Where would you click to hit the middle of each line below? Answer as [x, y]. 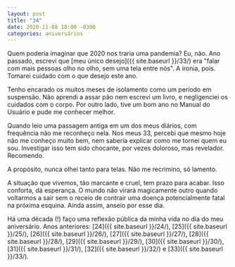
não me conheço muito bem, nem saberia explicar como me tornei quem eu [117, 141]
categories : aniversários [45, 33]
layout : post [26, 14]
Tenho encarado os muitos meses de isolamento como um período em [109, 89]
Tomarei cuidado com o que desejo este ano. [73, 76]
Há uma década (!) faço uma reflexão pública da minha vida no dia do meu [115, 219]
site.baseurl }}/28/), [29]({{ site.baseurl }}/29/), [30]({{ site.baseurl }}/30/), [116, 242]
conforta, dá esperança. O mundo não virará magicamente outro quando [113, 190]
